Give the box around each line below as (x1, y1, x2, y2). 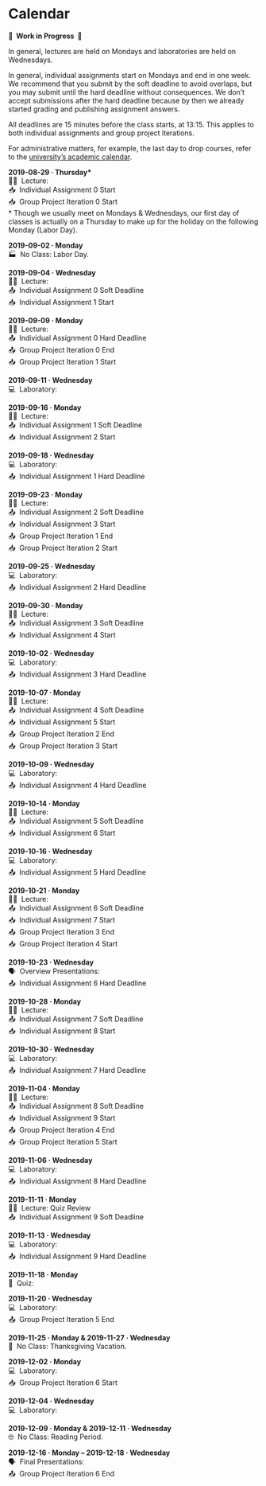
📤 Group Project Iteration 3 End (8, 926, 115, 936)
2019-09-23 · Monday (8, 489, 83, 499)
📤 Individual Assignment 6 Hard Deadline (8, 978, 147, 988)
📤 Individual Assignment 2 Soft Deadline (8, 507, 145, 517)
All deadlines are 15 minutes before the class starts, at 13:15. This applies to (8, 119, 254, 129)
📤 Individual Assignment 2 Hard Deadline (8, 582, 147, 591)
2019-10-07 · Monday (8, 688, 82, 697)
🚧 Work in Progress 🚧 (8, 31, 83, 41)
